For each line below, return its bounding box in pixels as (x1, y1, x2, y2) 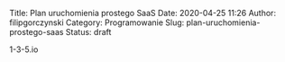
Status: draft (65, 27, 112, 37)
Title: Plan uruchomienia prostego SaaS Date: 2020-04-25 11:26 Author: (9, 8, 277, 18)
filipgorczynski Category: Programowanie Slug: (9, 17, 185, 28)
